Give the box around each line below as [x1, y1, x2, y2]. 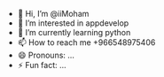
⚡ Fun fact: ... [17, 60, 66, 70]
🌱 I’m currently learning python [17, 27, 131, 37]
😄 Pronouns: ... [17, 50, 75, 60]
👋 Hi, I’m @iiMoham [17, 9, 90, 19]
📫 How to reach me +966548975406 [17, 37, 156, 48]
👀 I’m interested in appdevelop [17, 18, 129, 28]
